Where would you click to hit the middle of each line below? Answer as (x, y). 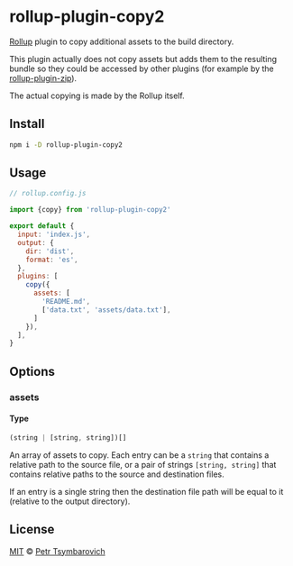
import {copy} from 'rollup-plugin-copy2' (90, 210)
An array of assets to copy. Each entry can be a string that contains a (139, 455)
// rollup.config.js (48, 194)
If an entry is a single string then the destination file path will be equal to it (146, 491)
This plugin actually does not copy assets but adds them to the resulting (143, 59)
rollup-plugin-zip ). (43, 78)
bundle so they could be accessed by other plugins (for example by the (142, 68)
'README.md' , (66, 302)
